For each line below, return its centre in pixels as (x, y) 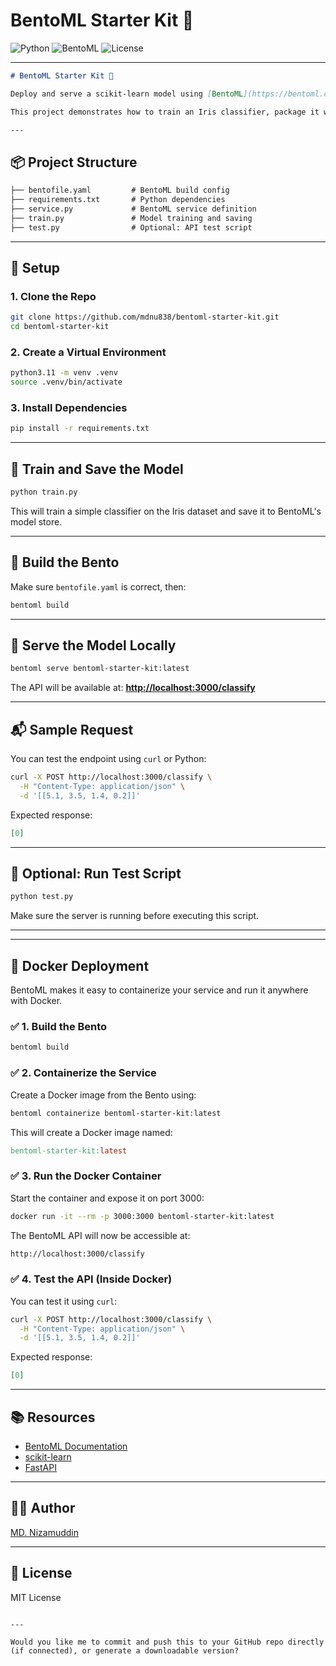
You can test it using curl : (64, 1301)
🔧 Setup (35, 268)
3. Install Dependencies (69, 408)
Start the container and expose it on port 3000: (107, 1198)
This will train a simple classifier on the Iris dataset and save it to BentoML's (166, 511)
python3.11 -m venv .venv (64, 373)
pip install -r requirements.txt (80, 429)
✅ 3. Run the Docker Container (86, 1176)
